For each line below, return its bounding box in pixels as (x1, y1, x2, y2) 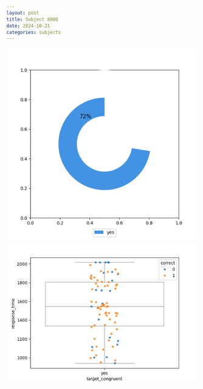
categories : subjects (6, 29, 61, 35)
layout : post (6, 10, 40, 16)
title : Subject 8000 (6, 16, 59, 23)
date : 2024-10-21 (6, 23, 50, 29)
